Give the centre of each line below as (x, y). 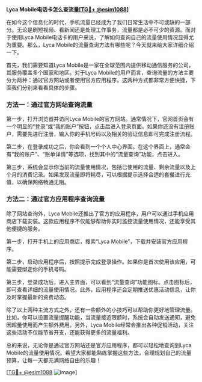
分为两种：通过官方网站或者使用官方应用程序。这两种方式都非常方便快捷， (98, 80)
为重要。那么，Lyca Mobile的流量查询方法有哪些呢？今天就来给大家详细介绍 (100, 45)
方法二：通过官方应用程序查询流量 (56, 199)
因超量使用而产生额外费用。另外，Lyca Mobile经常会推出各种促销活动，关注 (100, 325)
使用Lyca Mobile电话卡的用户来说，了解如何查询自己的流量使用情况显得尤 (103, 37)
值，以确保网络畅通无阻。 (38, 182)
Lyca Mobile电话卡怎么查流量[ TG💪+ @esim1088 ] (68, 9)
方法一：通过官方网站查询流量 (50, 105)
